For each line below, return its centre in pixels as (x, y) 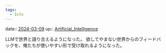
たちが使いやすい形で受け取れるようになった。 (76, 45)
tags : (11, 10)
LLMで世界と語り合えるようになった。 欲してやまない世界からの (72, 39)
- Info (17, 14)
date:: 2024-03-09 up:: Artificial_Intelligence (52, 28)
